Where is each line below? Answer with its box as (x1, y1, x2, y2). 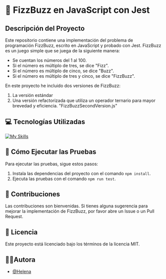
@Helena (12, 269, 31, 275)
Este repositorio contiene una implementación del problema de (5, 37, 133, 43)
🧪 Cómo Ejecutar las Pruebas (5, 148, 97, 156)
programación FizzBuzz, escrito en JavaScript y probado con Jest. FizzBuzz (5, 43, 162, 48)
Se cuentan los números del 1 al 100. (12, 57, 87, 63)
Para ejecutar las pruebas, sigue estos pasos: (5, 161, 98, 167)
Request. (5, 214, 23, 220)
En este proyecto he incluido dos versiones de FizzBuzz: (5, 83, 120, 89)
